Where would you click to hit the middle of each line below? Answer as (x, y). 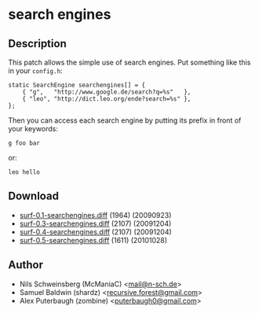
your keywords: (33, 129)
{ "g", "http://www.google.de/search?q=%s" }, (107, 92)
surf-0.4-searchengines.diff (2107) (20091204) (96, 232)
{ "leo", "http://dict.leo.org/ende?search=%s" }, (107, 99)
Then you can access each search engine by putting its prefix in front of (125, 120)
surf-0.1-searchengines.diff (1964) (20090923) (95, 215)
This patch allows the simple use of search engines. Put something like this (129, 62)
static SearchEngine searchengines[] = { (77, 85)
